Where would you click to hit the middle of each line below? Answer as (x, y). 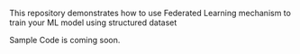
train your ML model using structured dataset (93, 22)
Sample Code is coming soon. (65, 40)
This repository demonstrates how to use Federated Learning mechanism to (150, 13)
